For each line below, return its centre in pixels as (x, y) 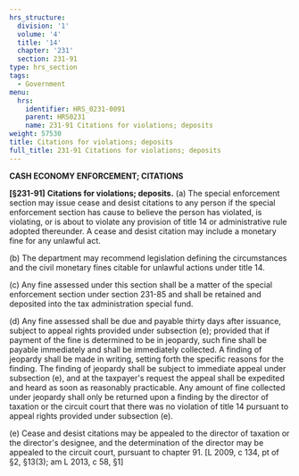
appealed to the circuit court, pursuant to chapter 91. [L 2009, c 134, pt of (144, 452)
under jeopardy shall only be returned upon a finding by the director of (139, 397)
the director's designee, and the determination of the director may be (137, 442)
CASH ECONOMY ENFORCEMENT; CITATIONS (96, 176)
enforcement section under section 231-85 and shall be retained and (135, 294)
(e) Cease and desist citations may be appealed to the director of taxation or (149, 433)
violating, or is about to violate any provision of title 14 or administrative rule (148, 221)
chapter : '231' (46, 51)
